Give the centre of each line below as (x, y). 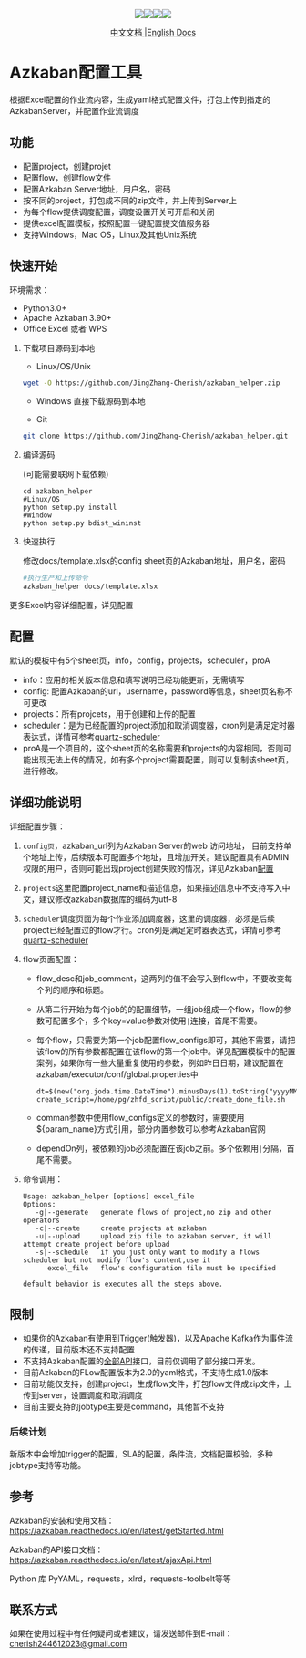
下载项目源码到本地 (59, 347)
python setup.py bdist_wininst (82, 523)
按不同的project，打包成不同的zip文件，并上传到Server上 (130, 200)
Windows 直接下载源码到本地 (91, 401)
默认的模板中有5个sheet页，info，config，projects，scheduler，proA (140, 660)
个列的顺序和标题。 (72, 990)
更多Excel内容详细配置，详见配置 (71, 606)
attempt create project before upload (96, 1244)
